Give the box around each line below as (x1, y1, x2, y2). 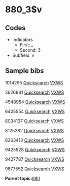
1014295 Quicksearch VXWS (5, 79, 63, 85)
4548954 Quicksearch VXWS (5, 99, 65, 105)
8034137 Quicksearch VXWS (5, 118, 64, 124)
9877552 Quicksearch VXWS (5, 166, 65, 172)
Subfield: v (12, 52, 35, 58)
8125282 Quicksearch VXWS (5, 127, 64, 133)
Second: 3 (19, 47, 41, 53)
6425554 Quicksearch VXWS (5, 108, 65, 114)
